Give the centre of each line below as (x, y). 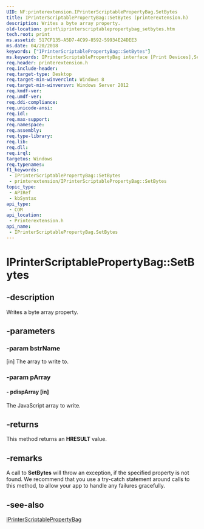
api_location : (24, 215)
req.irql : (19, 153)
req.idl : (17, 114)
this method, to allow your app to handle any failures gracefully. (86, 486)
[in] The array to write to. (37, 361)
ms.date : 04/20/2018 (32, 46)
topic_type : (21, 187)
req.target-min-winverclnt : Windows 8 (55, 80)
